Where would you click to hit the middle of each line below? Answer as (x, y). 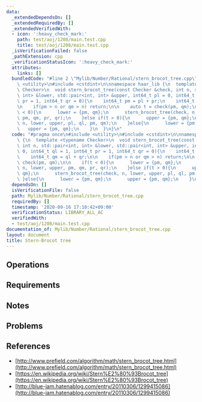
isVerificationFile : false (45, 190)
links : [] (29, 73)
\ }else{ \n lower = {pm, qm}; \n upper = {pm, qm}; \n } (105, 179)
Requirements (33, 285)
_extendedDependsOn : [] (41, 17)
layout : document (28, 235)
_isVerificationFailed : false (49, 51)
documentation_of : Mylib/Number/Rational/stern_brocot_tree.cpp (88, 229)
